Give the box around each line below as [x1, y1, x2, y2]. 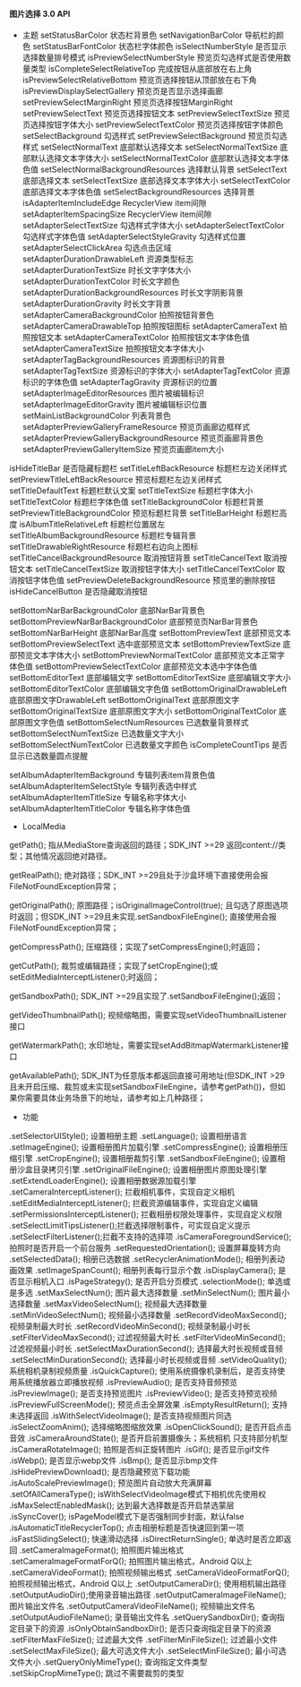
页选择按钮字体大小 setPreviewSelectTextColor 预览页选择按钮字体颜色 [21, 119, 284, 130]
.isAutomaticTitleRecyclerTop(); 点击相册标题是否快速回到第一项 [9, 1522, 245, 1533]
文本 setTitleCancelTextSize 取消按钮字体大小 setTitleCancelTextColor [16, 564, 276, 575]
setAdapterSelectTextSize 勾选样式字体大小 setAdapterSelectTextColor [21, 220, 285, 231]
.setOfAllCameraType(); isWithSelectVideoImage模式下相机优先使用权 [9, 1489, 267, 1500]
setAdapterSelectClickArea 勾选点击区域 [21, 243, 172, 253]
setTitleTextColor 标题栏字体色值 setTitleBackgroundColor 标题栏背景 [9, 497, 264, 508]
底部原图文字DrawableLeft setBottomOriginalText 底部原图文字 [9, 695, 240, 706]
